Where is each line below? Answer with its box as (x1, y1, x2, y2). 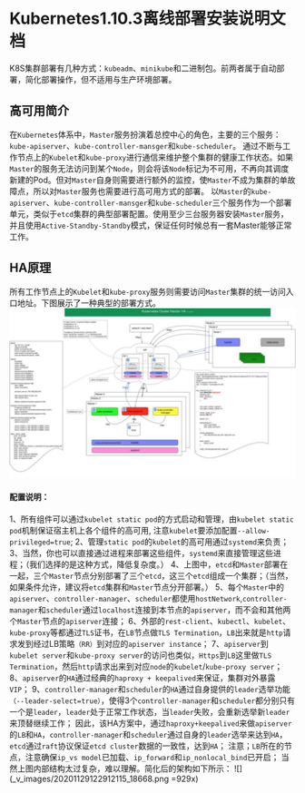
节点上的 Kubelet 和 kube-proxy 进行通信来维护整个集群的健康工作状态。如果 (16, 152, 293, 162)
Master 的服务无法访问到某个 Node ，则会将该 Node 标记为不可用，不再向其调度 (9, 162, 290, 173)
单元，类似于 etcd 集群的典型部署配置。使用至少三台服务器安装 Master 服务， (9, 208, 289, 219)
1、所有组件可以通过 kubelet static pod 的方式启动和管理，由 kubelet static (9, 514, 294, 524)
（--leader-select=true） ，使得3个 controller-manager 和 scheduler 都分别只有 (9, 695, 295, 706)
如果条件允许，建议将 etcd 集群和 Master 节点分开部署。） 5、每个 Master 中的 (9, 582, 284, 592)
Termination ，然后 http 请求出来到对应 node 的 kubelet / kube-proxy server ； (9, 661, 283, 671)
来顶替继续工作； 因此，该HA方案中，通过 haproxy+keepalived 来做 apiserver (9, 718, 292, 729)
